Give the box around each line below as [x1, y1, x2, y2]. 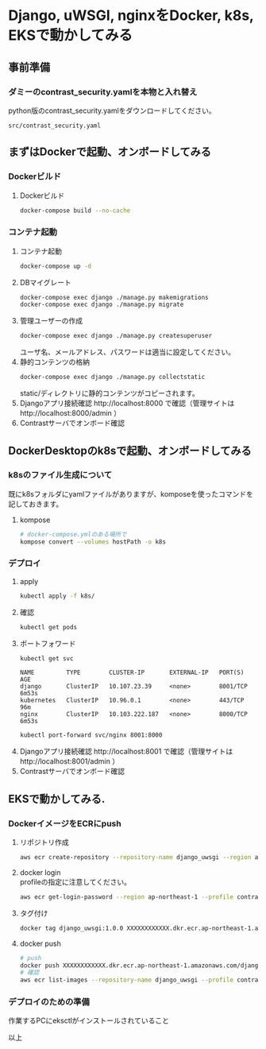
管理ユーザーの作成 [19, 316, 83, 326]
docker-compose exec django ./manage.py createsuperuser [19, 332, 213, 340]
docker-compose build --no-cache [19, 207, 131, 215]
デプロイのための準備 [8, 997, 90, 1008]
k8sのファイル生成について [8, 470, 113, 481]
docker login [19, 867, 61, 877]
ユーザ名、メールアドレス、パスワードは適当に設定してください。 [19, 347, 236, 357]
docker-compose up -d [19, 262, 91, 270]
